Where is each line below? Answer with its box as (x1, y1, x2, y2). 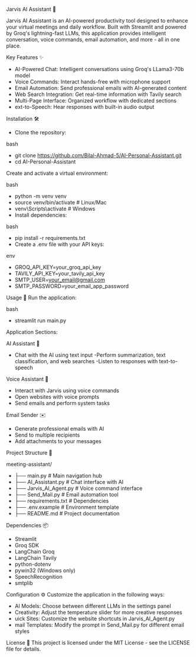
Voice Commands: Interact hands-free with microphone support (14, 78, 171, 85)
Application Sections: (6, 329, 58, 335)
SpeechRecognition (14, 573, 63, 580)
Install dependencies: (14, 211, 67, 219)
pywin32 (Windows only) (14, 567, 76, 574)
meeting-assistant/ (6, 461, 52, 467)
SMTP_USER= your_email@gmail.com (14, 276, 105, 283)
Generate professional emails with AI (14, 425, 104, 432)
